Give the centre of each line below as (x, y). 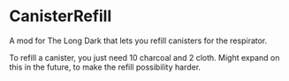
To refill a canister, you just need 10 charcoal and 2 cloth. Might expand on (144, 57)
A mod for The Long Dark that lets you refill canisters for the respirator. (138, 40)
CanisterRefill (61, 16)
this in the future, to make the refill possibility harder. (105, 67)
